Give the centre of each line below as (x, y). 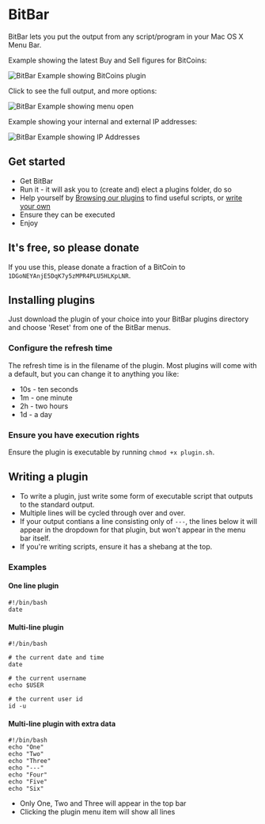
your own (35, 206)
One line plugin (34, 586)
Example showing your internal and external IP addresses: (103, 121)
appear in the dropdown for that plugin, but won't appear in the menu (132, 530)
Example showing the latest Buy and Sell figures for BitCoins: (108, 60)
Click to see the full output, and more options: (83, 91)
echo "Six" (26, 789)
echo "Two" (26, 754)
